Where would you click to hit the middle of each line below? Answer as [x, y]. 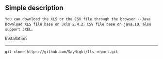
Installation [16, 38]
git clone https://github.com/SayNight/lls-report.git [62, 52]
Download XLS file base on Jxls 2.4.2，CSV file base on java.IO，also [78, 24]
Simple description [34, 8]
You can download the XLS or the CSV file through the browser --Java [78, 19]
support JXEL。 [20, 29]
